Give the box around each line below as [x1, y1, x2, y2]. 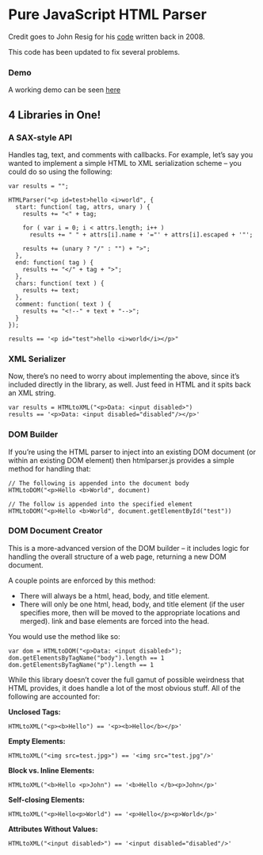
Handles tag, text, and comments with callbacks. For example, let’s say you [8, 149, 253, 160]
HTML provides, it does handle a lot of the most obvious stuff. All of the [8, 683, 242, 692]
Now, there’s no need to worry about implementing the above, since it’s [8, 372, 240, 381]
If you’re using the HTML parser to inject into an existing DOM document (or [8, 447, 256, 456]
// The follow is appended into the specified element [8, 500, 193, 508]
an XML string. [8, 388, 56, 398]
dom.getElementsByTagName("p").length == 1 [8, 661, 154, 668]
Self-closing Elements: [8, 795, 86, 804]
